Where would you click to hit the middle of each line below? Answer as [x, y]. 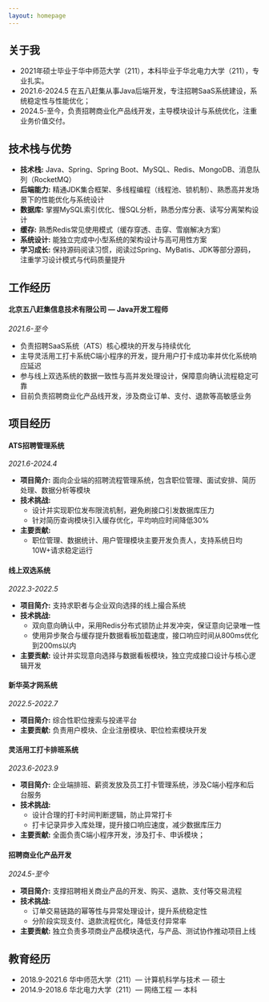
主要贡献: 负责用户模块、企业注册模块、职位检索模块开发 [113, 729]
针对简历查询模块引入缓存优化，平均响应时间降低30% [120, 520]
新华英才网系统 [33, 685]
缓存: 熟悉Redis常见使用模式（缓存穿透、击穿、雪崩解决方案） [122, 230]
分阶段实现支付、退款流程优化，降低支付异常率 [109, 921]
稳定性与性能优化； [58, 101]
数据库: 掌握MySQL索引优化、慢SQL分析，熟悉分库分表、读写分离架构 [136, 210]
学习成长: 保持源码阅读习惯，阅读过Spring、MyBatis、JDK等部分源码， [137, 250]
